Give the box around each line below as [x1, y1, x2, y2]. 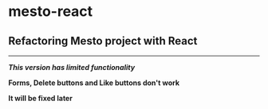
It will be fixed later [8, 94, 73, 103]
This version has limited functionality [8, 63, 136, 72]
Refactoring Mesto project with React [8, 34, 198, 48]
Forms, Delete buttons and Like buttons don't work [8, 78, 180, 88]
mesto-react [8, 2, 93, 21]
